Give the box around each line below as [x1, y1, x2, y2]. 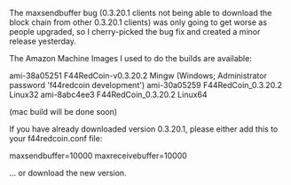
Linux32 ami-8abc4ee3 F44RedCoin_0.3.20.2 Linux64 [9, 89, 208, 100]
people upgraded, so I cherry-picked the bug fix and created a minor [9, 27, 261, 36]
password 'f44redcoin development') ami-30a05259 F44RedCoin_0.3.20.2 [9, 80, 282, 90]
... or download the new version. [9, 168, 127, 178]
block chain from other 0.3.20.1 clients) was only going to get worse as [9, 17, 268, 28]
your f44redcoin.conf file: [9, 133, 103, 143]
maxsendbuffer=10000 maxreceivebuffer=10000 [9, 150, 188, 161]
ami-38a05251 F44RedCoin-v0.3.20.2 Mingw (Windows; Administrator [9, 70, 268, 81]
